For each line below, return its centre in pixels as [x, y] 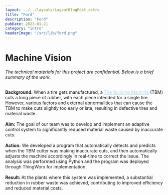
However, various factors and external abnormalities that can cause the [79, 103]
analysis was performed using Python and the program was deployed [77, 161]
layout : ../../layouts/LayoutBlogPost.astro [52, 10]
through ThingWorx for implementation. [46, 166]
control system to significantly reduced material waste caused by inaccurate [84, 129]
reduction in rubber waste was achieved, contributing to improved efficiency [84, 182]
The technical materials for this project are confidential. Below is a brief [79, 72]
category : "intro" [24, 29]
